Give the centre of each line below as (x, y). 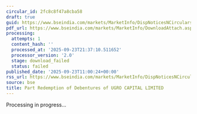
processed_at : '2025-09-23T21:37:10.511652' (67, 50)
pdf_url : (17, 28)
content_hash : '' (33, 45)
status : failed (30, 66)
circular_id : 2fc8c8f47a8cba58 (44, 11)
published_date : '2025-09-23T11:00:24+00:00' (62, 72)
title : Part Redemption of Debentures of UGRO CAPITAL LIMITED (85, 88)
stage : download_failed (40, 61)
